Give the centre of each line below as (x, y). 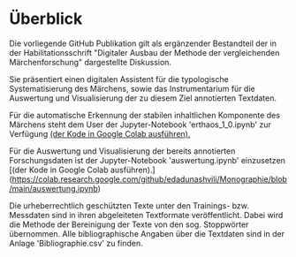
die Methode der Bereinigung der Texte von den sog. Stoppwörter (129, 224)
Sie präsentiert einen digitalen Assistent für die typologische (119, 79)
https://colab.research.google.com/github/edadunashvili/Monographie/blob (149, 179)
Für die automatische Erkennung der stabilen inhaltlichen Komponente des (145, 115)
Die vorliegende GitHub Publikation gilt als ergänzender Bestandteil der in (143, 43)
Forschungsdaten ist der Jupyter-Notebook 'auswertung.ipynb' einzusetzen (147, 160)
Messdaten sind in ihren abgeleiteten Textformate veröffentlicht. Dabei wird (146, 215)
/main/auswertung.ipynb (54, 188)
